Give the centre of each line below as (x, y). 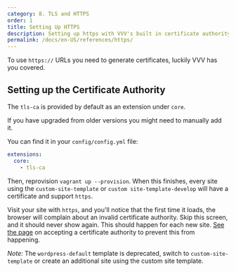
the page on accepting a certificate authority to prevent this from (101, 232)
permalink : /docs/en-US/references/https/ (70, 40)
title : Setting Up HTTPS (44, 27)
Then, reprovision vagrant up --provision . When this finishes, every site (112, 181)
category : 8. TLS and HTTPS (48, 14)
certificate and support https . (50, 196)
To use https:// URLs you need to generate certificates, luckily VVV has (112, 60)
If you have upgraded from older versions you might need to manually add (115, 120)
